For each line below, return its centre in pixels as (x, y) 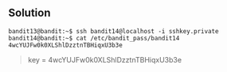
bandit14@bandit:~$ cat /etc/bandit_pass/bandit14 (94, 38)
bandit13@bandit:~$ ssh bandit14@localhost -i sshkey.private (113, 31)
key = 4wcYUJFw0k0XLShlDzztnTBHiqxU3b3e (104, 59)
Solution (29, 13)
